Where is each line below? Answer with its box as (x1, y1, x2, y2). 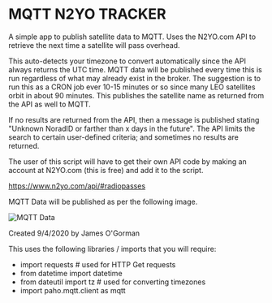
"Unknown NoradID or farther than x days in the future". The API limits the (8, 123, 256, 133)
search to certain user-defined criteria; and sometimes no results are (8, 132, 240, 142)
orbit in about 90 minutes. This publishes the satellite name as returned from (8, 90, 265, 100)
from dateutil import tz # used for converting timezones (19, 277, 206, 287)
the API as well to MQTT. (8, 99, 91, 109)
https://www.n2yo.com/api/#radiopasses (8, 180, 146, 191)
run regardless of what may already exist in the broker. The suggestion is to (8, 73, 261, 83)
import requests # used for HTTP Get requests (19, 259, 176, 269)
